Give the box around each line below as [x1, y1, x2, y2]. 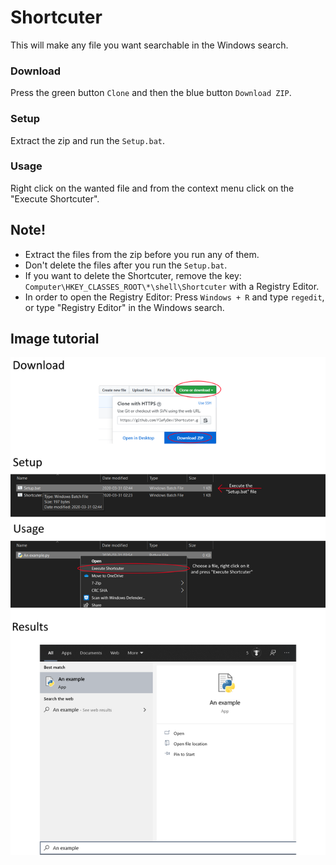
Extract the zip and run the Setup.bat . [10, 134, 165, 146]
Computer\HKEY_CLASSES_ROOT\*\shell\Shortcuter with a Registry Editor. [24, 280, 320, 292]
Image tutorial [10, 331, 100, 348]
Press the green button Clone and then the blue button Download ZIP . [10, 87, 292, 99]
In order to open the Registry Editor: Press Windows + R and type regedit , [24, 291, 325, 303]
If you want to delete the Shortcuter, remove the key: [24, 269, 242, 281]
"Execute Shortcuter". [10, 192, 100, 205]
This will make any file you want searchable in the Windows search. [10, 39, 289, 51]
